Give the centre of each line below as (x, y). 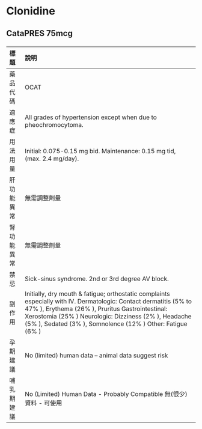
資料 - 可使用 (44, 403)
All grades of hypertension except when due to (91, 117)
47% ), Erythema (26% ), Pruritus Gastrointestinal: (96, 309)
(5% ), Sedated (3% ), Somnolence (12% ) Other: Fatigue (106, 324)
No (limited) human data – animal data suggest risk (96, 355)
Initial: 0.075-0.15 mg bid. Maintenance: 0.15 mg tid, (100, 151)
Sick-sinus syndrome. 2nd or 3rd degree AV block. (97, 279)
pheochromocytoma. (54, 124)
